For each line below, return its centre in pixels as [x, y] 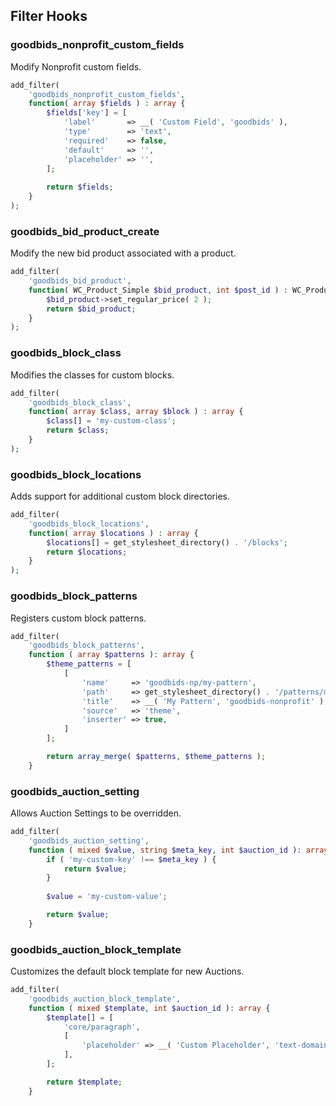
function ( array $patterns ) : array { [111, 655]
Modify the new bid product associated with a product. [123, 253]
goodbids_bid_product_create [85, 231]
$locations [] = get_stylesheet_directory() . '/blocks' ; [167, 542]
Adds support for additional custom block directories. [120, 496]
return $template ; [84, 1082]
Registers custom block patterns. [78, 618]
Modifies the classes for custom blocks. [92, 375]
